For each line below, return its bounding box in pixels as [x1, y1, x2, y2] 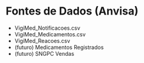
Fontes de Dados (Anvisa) [5, 4, 139, 18]
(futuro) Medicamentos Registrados [14, 44, 104, 51]
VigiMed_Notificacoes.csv [14, 24, 80, 31]
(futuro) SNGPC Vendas [14, 50, 74, 57]
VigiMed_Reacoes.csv [14, 37, 70, 44]
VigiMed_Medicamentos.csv [14, 30, 86, 38]
